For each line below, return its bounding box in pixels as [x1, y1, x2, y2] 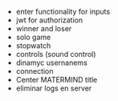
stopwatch [15, 41, 51, 50]
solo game [15, 32, 51, 42]
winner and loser [15, 24, 72, 33]
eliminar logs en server [15, 83, 92, 93]
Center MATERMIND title [15, 75, 98, 84]
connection [15, 67, 54, 75]
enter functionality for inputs [15, 7, 111, 16]
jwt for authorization [15, 15, 83, 25]
